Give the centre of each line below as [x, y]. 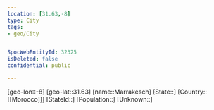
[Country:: [193, 92]
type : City [23, 20]
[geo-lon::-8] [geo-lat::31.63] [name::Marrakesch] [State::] [92, 92]
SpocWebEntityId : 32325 [42, 53]
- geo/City [23, 33]
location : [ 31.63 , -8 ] [39, 14]
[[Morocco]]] [26, 99]
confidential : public [39, 66]
